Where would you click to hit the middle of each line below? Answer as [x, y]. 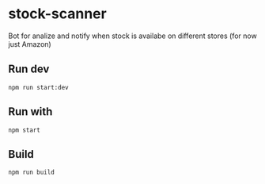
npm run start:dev [38, 87]
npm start [25, 130]
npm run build [32, 172]
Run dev [29, 69]
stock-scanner [57, 14]
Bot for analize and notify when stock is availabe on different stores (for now [132, 36]
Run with [30, 112]
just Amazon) [30, 44]
